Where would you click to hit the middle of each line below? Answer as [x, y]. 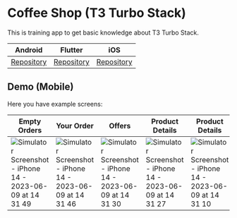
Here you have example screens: [55, 104]
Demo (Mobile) [41, 87]
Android [29, 49]
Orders [30, 130]
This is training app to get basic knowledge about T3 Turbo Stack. [103, 32]
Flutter [72, 49]
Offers [120, 126]
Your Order [75, 126]
